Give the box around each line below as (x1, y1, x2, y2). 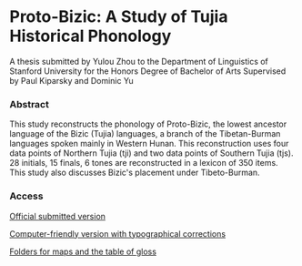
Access (9, 189, 44, 202)
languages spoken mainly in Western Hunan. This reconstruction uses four (9, 138, 289, 149)
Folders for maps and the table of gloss (9, 246, 157, 257)
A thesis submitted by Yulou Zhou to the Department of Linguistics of (9, 56, 268, 66)
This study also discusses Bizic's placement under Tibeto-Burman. (9, 167, 261, 179)
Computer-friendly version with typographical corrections (9, 228, 226, 239)
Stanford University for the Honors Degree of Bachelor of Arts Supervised (9, 66, 287, 77)
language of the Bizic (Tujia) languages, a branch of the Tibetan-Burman (9, 128, 281, 139)
